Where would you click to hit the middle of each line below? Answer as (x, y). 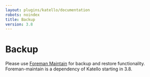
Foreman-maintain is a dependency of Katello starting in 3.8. (69, 69)
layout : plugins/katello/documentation (48, 10)
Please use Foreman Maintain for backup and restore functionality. (75, 64)
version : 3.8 (19, 24)
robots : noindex (22, 15)
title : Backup (20, 19)
